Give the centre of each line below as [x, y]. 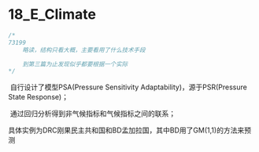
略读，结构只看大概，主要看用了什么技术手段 [84, 50]
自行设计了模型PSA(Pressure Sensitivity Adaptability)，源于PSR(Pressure [129, 87]
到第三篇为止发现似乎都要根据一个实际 [75, 64]
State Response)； [39, 97]
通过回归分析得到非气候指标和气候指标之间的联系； [92, 114]
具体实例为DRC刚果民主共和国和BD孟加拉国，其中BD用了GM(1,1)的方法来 [126, 130]
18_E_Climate [52, 14]
